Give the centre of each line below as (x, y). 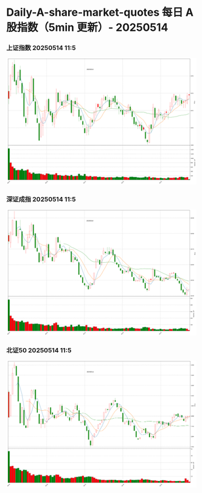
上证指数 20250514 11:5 (41, 48)
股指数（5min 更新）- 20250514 (87, 27)
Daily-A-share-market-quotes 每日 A (100, 12)
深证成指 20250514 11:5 (41, 199)
